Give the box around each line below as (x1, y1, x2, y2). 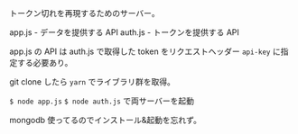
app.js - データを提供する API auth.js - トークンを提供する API (9, 27, 239, 38)
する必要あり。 (16, 58, 73, 67)
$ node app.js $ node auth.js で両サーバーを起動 (9, 95, 195, 106)
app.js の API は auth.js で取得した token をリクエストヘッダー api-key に (9, 46, 282, 57)
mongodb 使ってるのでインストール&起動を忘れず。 (9, 115, 201, 125)
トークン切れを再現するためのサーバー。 (9, 8, 160, 18)
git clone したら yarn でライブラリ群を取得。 (9, 76, 176, 87)
